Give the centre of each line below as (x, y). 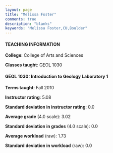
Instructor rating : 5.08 (28, 97)
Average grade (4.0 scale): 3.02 (38, 116)
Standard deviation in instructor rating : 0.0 (50, 107)
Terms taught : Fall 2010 (30, 87)
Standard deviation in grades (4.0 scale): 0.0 (52, 126)
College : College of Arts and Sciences (44, 55)
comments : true (21, 19)
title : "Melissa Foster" (31, 14)
